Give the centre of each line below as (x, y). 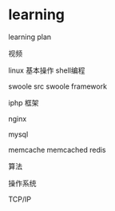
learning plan (30, 37)
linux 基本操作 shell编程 (47, 70)
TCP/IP (20, 199)
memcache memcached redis (57, 149)
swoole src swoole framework (58, 86)
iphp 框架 (24, 102)
